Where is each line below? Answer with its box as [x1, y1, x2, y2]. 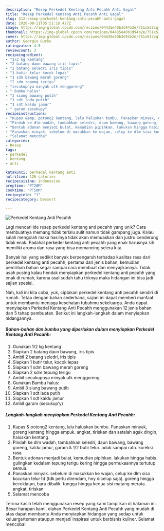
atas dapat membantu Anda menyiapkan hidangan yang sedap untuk [5, 511, 144, 517]
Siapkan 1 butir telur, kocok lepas [12, 359, 79, 365]
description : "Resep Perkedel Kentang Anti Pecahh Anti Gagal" [5, 7, 137, 12]
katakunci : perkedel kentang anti [5, 170, 76, 175]
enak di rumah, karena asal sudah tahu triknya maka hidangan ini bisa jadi [5, 275, 154, 280]
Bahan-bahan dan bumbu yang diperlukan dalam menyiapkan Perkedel [5, 327, 155, 332]
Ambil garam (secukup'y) [12, 401, 64, 406]
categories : [5, 138, 30, 144]
